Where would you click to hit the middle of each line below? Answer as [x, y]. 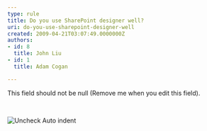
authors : [20, 40]
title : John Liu [38, 54]
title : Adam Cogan [41, 67]
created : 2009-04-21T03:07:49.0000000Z [66, 34]
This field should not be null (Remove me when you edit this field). [104, 93]
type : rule [23, 14]
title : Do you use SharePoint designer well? [75, 21]
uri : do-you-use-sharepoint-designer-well [71, 27]
